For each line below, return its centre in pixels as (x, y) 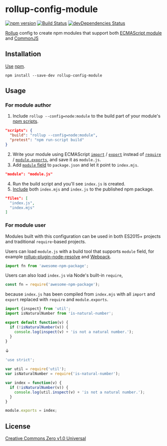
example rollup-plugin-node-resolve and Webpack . (58, 256)
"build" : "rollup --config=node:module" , (54, 135)
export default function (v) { (37, 323)
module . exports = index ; (31, 411)
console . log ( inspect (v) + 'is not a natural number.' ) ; (74, 332)
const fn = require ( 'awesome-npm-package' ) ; (53, 285)
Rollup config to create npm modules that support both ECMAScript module (83, 33)
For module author (28, 105)
